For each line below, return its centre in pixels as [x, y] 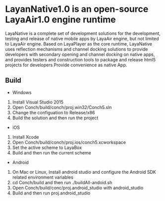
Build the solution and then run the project [55, 118]
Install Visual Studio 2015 [38, 102]
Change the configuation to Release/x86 [54, 112]
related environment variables [43, 177]
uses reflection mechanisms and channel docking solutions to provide [77, 49]
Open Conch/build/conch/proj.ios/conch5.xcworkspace [69, 142]
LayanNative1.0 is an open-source [77, 9]
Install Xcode [26, 137]
